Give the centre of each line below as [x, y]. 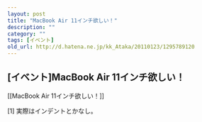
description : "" [31, 27]
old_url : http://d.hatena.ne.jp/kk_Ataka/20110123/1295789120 [101, 47]
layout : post [27, 14]
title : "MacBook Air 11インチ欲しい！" [62, 21]
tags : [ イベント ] [31, 40]
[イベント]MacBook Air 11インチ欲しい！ [96, 78]
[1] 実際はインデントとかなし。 [52, 111]
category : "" [27, 34]
